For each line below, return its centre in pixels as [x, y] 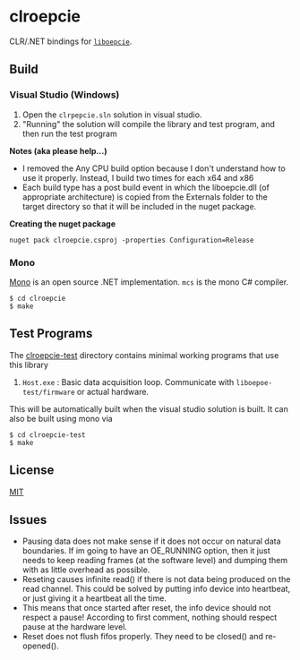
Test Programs [51, 334]
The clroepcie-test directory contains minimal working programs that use [144, 355]
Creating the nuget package [63, 223]
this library [29, 364]
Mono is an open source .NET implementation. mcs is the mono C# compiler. [149, 282]
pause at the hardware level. [75, 627]
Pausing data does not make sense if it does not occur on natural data [151, 541]
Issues [28, 520]
